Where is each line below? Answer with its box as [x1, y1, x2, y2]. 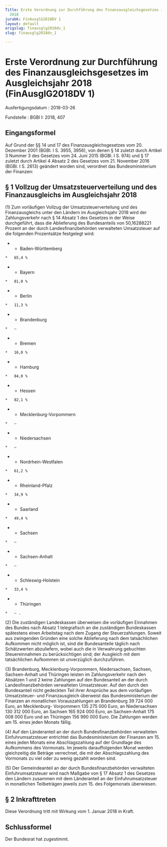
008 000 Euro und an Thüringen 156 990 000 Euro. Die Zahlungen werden [5, 714, 158, 720]
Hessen [19, 388, 36, 394]
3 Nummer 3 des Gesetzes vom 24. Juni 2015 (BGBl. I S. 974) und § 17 [5, 153, 149, 159]
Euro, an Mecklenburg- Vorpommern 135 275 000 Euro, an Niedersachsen [5, 703, 158, 709]
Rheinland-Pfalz [19, 482, 53, 488]
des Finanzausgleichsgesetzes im [5, 67, 149, 78]
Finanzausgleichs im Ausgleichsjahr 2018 [5, 191, 138, 200]
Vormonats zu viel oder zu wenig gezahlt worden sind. [5, 755, 117, 761]
